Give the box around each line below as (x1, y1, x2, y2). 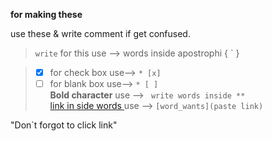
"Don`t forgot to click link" (10, 119, 118, 131)
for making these (10, 9, 83, 20)
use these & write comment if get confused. (10, 28, 191, 39)
